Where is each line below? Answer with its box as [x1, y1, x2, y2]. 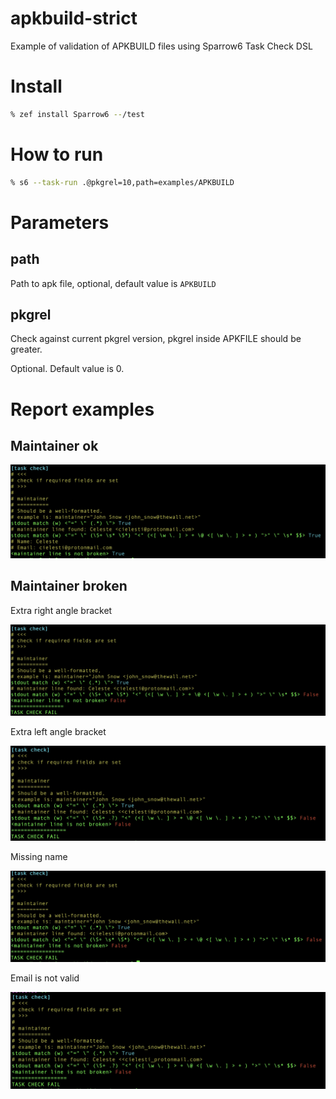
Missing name [10, 851, 68, 863]
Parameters [10, 211, 110, 234]
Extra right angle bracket [10, 604, 113, 616]
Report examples [10, 398, 155, 421]
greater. [10, 343, 43, 356]
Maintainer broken [10, 578, 128, 595]
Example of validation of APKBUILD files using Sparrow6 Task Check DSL [10, 40, 313, 52]
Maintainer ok [10, 437, 99, 454]
